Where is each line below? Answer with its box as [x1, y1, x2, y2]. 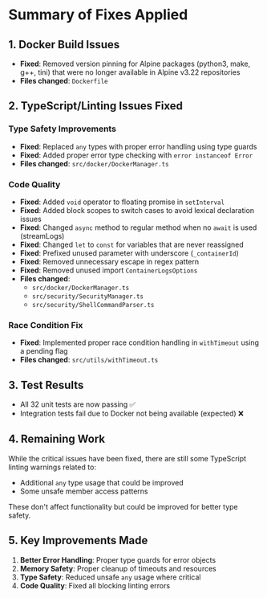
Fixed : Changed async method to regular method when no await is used [19, 223, 257, 232]
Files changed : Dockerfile [19, 76, 108, 85]
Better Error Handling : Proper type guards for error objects [19, 555, 216, 564]
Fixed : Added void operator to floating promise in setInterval [19, 197, 225, 207]
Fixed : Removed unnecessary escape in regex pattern [19, 256, 200, 266]
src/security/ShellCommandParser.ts [31, 301, 155, 309]
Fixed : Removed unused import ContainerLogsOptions [19, 265, 198, 275]
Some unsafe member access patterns [19, 486, 148, 496]
